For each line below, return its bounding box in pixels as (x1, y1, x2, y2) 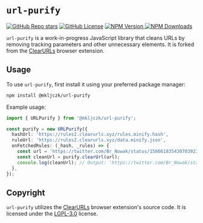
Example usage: (6, 103, 47, 111)
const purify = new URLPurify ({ (6, 126, 88, 132)
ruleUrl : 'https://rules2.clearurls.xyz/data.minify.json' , (11, 137, 166, 143)
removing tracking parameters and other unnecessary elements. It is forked (6, 40, 195, 48)
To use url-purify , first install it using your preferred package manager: (6, 80, 185, 88)
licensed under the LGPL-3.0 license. (6, 210, 98, 218)
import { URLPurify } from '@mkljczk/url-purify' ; (6, 115, 137, 121)
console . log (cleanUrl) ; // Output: (17, 160, 107, 166)
